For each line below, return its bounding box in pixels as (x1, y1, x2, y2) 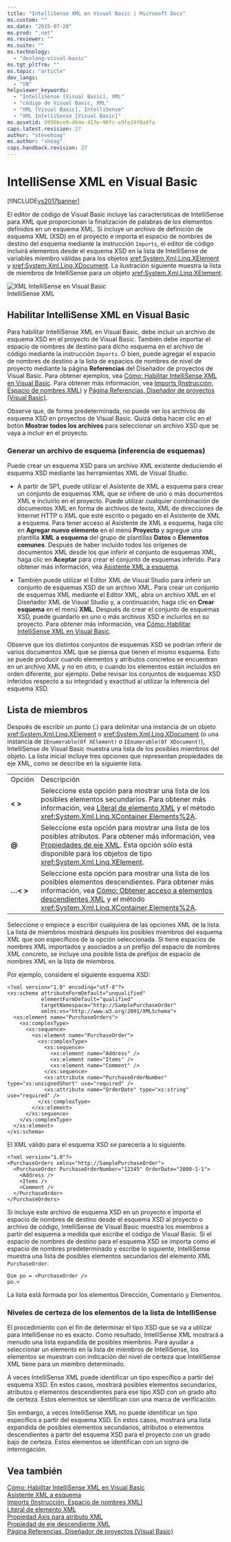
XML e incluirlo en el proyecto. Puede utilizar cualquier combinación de (16, 497, 219, 505)
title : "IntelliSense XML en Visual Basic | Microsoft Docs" (7, 10, 186, 17)
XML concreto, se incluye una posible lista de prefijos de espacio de (7, 949, 201, 958)
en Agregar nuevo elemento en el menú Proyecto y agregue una (16, 526, 202, 534)
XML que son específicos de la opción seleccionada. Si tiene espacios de (7, 935, 215, 943)
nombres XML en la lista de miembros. (7, 957, 116, 965)
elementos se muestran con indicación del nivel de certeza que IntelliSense (7, 1353, 221, 1361)
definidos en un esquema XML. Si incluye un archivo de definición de (7, 224, 203, 233)
